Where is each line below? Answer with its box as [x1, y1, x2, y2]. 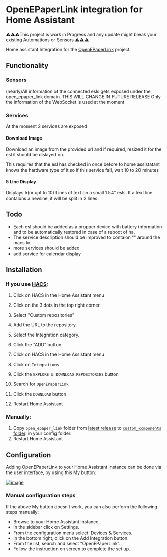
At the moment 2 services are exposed [6, 123, 87, 129]
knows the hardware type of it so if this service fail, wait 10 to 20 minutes [6, 167, 159, 173]
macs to [13, 240, 31, 246]
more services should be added [13, 245, 80, 252]
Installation [6, 265, 42, 274]
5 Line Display [6, 178, 36, 184]
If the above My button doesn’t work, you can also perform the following [6, 504, 157, 510]
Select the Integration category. [13, 331, 80, 338]
